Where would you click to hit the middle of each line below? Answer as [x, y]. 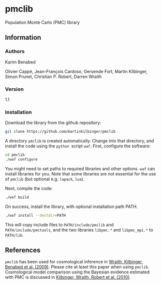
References [23, 250]
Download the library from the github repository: [53, 123]
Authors [15, 51]
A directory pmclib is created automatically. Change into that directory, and [80, 141]
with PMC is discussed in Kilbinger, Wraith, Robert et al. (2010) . [68, 277]
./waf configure [21, 159]
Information [23, 38]
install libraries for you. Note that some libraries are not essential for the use [80, 174]
